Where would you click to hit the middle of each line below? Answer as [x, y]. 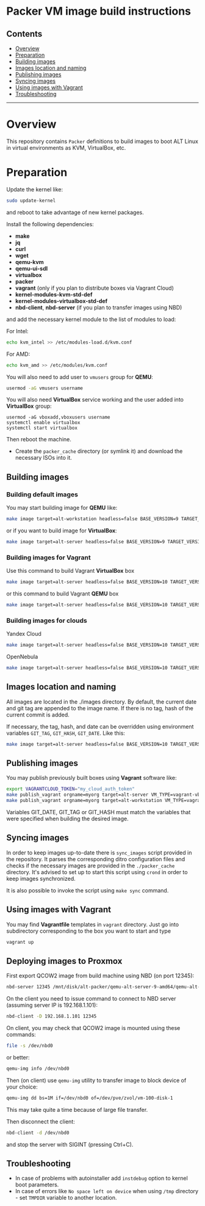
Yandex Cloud [24, 634]
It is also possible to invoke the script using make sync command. [88, 890]
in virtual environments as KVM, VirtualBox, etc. [66, 147]
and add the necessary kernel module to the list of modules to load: [91, 319]
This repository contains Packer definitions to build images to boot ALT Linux [102, 141]
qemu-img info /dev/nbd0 [38, 1068]
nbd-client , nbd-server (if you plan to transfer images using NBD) [99, 307]
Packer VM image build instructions [99, 11]
